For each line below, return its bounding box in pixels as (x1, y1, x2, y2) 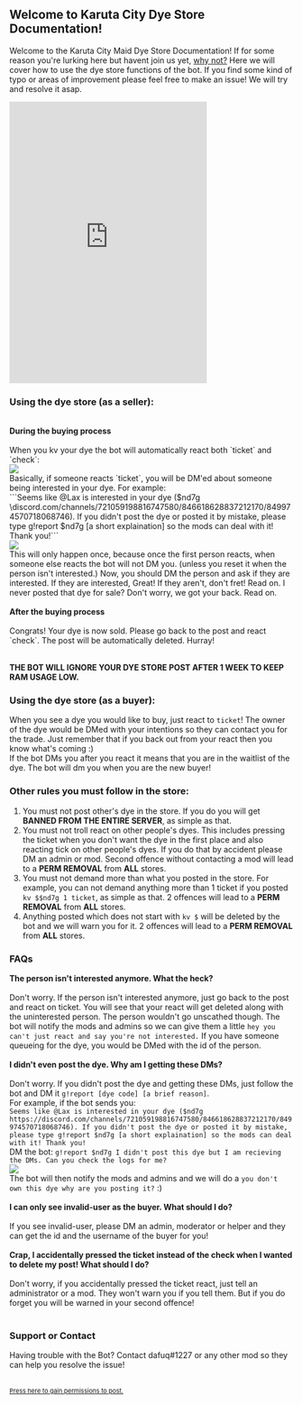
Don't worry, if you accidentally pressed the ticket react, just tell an (9, 1279, 259, 1289)
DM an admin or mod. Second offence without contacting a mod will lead (22, 853, 294, 864)
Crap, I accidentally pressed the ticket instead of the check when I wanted (9, 1250, 293, 1260)
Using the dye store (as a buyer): (9, 694, 156, 707)
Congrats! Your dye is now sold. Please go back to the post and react (9, 625, 267, 636)
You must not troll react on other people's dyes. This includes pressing (22, 825, 286, 835)
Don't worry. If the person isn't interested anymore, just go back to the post (9, 992, 289, 1003)
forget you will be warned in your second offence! (9, 1298, 195, 1308)
